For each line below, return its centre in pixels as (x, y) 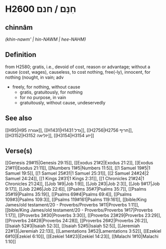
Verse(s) (19, 151)
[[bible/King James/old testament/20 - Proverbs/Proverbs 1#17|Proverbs (79, 210)
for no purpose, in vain (43, 97)
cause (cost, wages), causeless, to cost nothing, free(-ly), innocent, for (78, 72)
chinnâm (19, 27)
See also (19, 118)
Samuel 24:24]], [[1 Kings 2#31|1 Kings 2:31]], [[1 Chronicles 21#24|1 (75, 179)
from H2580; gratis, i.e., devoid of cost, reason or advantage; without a (78, 67)
